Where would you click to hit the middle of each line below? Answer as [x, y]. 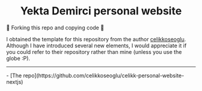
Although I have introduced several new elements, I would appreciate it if [96, 45]
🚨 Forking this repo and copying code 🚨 [55, 28]
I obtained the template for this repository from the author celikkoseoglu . [96, 39]
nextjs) [15, 81]
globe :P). [18, 58]
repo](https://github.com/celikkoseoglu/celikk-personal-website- [104, 75]
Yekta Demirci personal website [101, 11]
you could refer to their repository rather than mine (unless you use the [94, 51]
